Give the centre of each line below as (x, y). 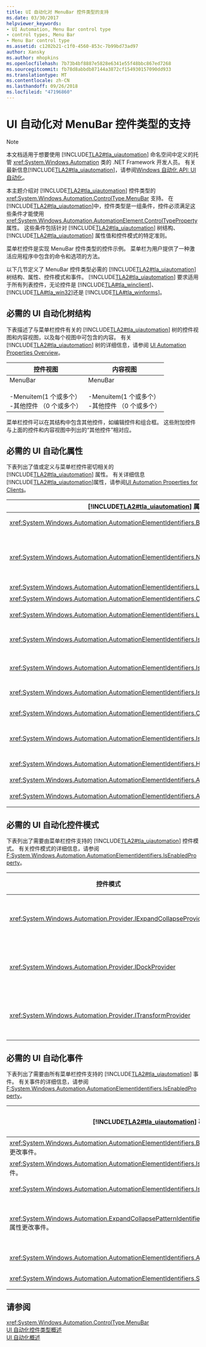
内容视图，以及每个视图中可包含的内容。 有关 (74, 337)
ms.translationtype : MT (37, 75)
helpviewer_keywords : (34, 23)
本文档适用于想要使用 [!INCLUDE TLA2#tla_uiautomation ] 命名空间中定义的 (100, 154)
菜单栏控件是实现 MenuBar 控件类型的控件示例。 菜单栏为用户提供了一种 (98, 248)
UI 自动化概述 (24, 1337)
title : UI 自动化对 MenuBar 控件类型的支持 (58, 12)
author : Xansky (26, 52)
